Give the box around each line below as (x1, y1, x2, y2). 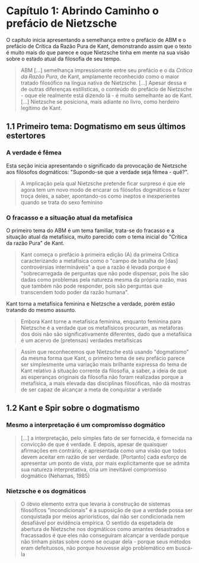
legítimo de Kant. (20, 104, 62, 111)
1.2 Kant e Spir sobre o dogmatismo (6, 403, 140, 413)
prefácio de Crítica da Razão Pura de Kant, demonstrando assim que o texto (6, 43, 192, 50)
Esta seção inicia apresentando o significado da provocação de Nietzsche (6, 162, 187, 169)
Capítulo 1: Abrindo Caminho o (6, 4, 159, 18)
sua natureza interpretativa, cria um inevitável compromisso (20, 466, 167, 473)
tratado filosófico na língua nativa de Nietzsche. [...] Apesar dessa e (20, 79, 187, 86)
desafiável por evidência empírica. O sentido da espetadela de (20, 519, 174, 526)
